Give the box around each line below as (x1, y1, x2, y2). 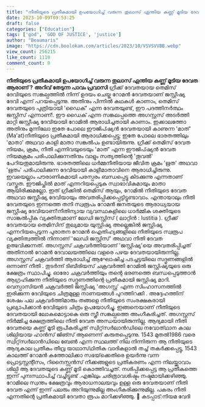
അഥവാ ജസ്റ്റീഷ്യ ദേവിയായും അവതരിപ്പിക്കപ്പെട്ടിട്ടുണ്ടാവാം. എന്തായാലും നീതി (6, 193, 195, 201)
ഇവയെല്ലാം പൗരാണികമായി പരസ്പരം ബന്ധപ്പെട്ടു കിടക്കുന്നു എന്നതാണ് (6, 173, 183, 180)
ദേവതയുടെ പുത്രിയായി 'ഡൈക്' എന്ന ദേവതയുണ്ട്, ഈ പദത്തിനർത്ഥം (6, 104, 183, 112)
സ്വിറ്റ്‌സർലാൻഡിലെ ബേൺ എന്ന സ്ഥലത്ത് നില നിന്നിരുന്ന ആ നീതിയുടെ (6, 337, 193, 345)
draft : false (6, 20, 40, 26)
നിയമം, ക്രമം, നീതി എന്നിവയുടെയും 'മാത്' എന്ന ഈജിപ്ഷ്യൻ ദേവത (6, 145, 176, 153)
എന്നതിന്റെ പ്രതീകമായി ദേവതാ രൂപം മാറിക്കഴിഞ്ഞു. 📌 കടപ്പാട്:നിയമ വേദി (6, 392, 190, 400)
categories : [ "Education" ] (6, 26, 75, 32)
